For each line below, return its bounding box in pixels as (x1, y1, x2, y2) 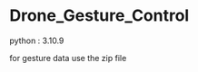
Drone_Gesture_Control (9, 5, 190, 26)
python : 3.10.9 (9, 35, 64, 46)
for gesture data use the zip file (9, 52, 127, 63)
